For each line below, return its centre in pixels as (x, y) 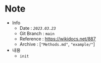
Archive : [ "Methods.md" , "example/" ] (57, 44)
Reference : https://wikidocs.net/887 (58, 39)
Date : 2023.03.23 (38, 28)
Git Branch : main (37, 33)
